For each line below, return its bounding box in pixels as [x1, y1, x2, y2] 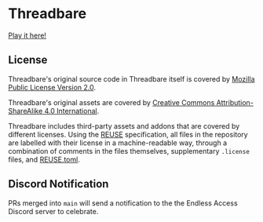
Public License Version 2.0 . [8, 82, 97, 92]
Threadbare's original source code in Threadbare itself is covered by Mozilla [8, 74, 255, 83]
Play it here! [8, 31, 47, 40]
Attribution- [216, 97, 254, 107]
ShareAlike [8, 106, 43, 115]
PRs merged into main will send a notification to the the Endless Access [8, 198, 238, 208]
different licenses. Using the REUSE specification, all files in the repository [8, 129, 249, 139]
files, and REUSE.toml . [8, 155, 80, 164]
